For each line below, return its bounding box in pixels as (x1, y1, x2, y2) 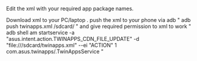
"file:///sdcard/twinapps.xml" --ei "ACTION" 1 (6, 41, 117, 49)
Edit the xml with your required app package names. (6, 5, 134, 12)
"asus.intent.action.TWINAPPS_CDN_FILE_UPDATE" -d (6, 36, 139, 42)
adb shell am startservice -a (6, 29, 75, 36)
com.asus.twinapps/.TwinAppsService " (6, 48, 104, 55)
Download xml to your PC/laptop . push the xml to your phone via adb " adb (6, 17, 191, 23)
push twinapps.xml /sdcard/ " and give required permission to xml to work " (6, 23, 192, 30)
